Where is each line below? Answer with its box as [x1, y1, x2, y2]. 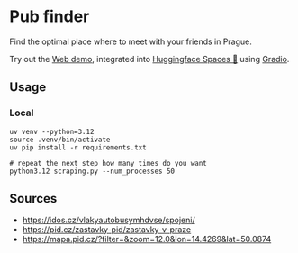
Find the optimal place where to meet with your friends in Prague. [9, 36, 252, 47]
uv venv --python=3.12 [9, 127, 95, 136]
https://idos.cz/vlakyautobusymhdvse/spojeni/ [22, 214, 195, 226]
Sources [9, 191, 58, 206]
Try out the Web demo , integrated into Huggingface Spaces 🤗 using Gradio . [9, 53, 290, 64]
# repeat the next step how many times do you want [9, 158, 207, 167]
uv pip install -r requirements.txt [9, 142, 147, 152]
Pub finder [9, 6, 90, 27]
